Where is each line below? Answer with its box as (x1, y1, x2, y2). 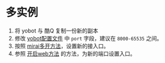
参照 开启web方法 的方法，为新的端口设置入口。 (14, 50, 136, 57)
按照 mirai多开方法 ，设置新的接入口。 (14, 42, 109, 50)
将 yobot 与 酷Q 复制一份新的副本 (14, 27, 98, 34)
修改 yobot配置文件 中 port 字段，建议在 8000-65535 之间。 (14, 34, 163, 42)
